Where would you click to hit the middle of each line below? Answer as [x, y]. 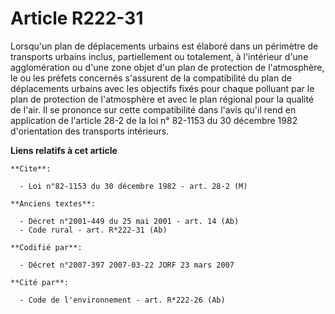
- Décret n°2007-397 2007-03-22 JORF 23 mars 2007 [127, 265]
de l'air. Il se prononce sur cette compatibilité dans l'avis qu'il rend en [153, 109]
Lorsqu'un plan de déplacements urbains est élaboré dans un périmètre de [164, 46]
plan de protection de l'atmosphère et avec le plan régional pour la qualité [162, 99]
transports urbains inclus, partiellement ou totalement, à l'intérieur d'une [159, 56]
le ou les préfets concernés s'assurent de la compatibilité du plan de [151, 78]
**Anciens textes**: [53, 203]
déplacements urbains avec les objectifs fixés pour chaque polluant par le [162, 88]
